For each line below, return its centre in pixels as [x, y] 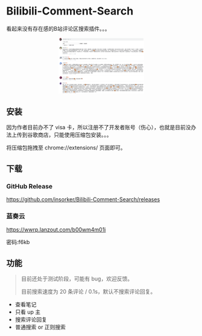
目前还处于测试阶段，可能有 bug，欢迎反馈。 [77, 279]
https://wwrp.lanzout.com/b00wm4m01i [56, 230]
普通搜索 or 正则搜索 [40, 327]
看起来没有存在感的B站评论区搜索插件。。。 [58, 28]
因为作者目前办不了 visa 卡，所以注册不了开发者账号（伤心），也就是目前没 [99, 128]
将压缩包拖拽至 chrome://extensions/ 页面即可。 [66, 148]
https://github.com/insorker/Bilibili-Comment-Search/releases [83, 199]
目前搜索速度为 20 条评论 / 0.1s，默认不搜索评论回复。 [88, 292]
